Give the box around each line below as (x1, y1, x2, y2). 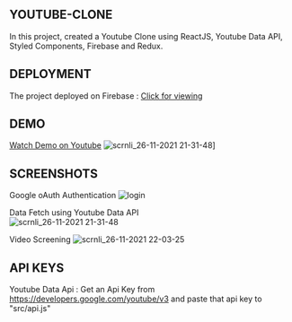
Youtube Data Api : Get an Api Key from (9, 284, 155, 295)
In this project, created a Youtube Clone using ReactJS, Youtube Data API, (9, 30, 283, 41)
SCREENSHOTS (9, 166, 99, 181)
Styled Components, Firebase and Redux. (9, 40, 164, 51)
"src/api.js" (9, 303, 51, 314)
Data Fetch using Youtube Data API (9, 207, 139, 218)
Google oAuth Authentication (9, 190, 117, 201)
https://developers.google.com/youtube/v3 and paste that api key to (9, 293, 262, 304)
